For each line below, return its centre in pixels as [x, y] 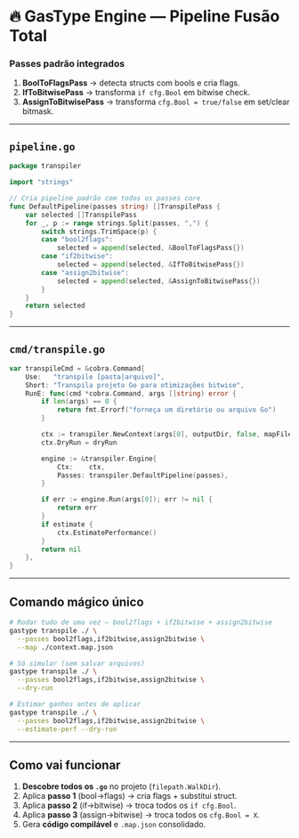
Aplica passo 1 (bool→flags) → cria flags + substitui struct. [129, 796]
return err [77, 508]
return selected [56, 306]
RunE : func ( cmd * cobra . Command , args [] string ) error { [131, 394]
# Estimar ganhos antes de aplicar [75, 704]
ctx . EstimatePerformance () [107, 533]
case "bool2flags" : [77, 240]
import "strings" [41, 183]
